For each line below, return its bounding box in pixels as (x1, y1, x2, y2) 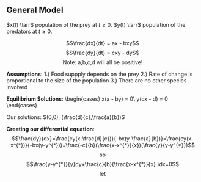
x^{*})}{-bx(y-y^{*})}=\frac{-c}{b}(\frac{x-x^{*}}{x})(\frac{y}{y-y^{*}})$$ (10, 141, 196, 148)
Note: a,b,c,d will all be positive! (62, 58, 143, 66)
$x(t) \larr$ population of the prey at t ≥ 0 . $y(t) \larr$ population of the (6, 21, 186, 28)
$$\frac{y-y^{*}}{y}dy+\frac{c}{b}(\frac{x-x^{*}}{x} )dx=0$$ (26, 160, 179, 167)
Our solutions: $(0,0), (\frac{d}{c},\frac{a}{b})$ (6, 113, 125, 121)
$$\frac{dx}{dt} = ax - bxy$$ (66, 39, 139, 46)
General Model (6, 5, 64, 15)
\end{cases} (6, 101, 38, 109)
